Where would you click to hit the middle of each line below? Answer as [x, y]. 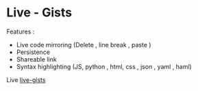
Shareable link [36, 59]
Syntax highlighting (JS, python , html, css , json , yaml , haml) [104, 66]
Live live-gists [26, 79]
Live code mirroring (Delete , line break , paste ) [84, 44]
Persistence [33, 52]
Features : [21, 31]
